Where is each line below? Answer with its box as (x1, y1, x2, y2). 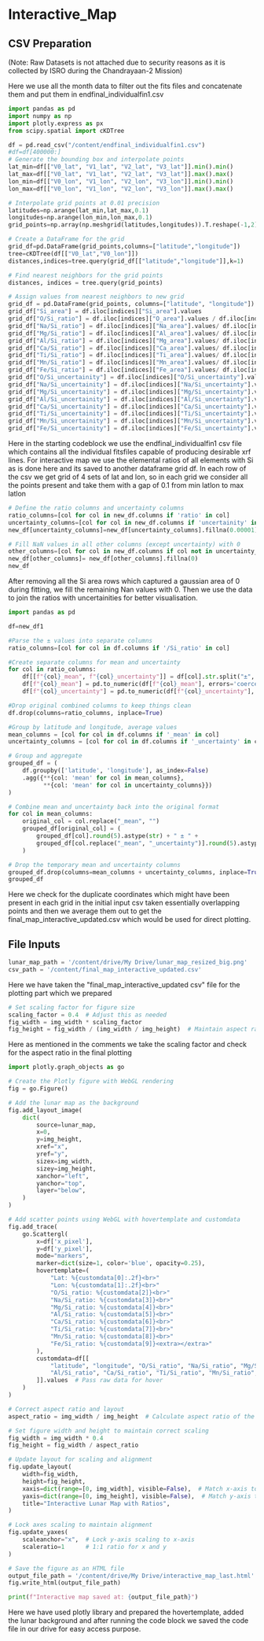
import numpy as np (8, 112, 72, 120)
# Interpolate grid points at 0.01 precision (8, 199, 159, 207)
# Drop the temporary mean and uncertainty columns (8, 861, 181, 868)
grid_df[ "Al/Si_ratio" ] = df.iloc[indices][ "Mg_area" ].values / (8, 337, 220, 345)
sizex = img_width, (36, 1157, 93, 1165)
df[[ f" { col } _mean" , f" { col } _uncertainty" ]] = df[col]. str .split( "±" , (22, 673, 255, 681)
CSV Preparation (8, 37, 92, 50)
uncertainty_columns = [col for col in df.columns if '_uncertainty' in (8, 738, 251, 746)
